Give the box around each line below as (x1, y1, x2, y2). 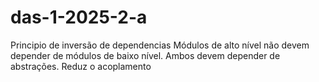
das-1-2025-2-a (10, 6, 148, 29)
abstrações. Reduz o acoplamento (10, 60, 152, 72)
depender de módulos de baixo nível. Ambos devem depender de (10, 49, 281, 61)
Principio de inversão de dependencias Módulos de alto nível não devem (10, 39, 310, 51)
